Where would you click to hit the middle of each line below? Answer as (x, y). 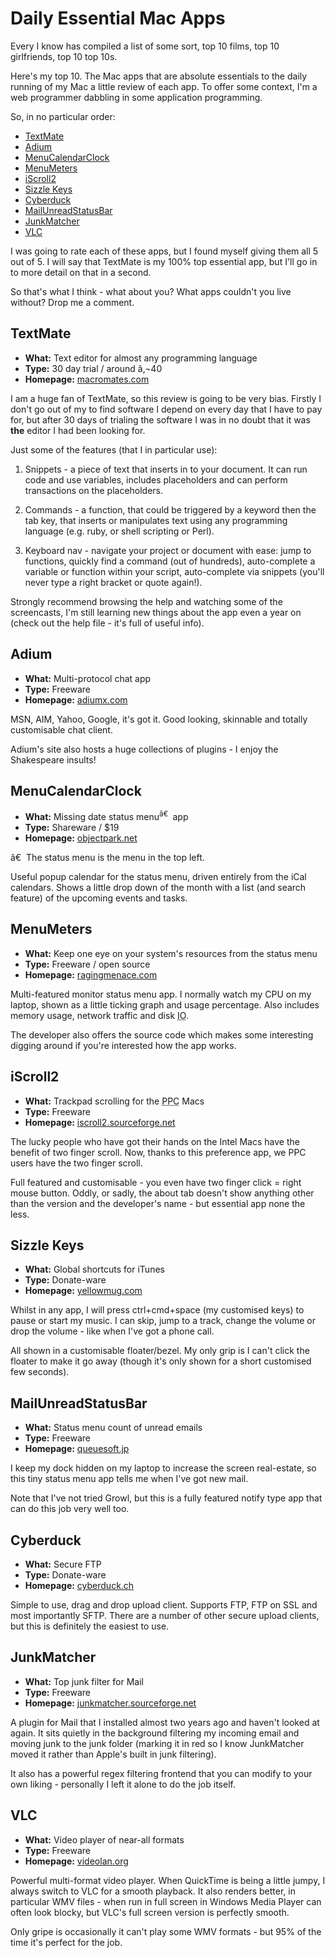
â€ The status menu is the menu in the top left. (107, 858)
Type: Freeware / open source (87, 964)
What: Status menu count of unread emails (113, 1428)
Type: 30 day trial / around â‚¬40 (93, 368)
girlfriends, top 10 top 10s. (64, 56)
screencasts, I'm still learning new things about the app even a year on (156, 612)
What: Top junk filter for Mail (84, 1681)
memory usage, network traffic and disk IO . (99, 1015)
